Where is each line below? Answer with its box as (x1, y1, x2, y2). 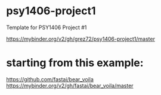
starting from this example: (6, 56, 144, 69)
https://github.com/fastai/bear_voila (6, 75, 94, 83)
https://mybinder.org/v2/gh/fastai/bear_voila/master (6, 82, 134, 89)
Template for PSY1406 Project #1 (6, 24, 87, 31)
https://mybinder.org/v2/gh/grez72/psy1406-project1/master (6, 35, 155, 42)
